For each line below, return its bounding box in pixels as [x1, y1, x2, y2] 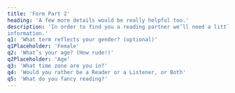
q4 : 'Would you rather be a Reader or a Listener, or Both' [7, 69, 187, 76]
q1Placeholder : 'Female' [7, 43, 80, 50]
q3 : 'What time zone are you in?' [7, 62, 108, 69]
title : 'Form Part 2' [7, 10, 71, 17]
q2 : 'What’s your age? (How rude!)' [7, 50, 114, 57]
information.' [7, 29, 49, 37]
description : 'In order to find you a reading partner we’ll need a [7, 23, 211, 30]
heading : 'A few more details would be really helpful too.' [7, 17, 190, 24]
